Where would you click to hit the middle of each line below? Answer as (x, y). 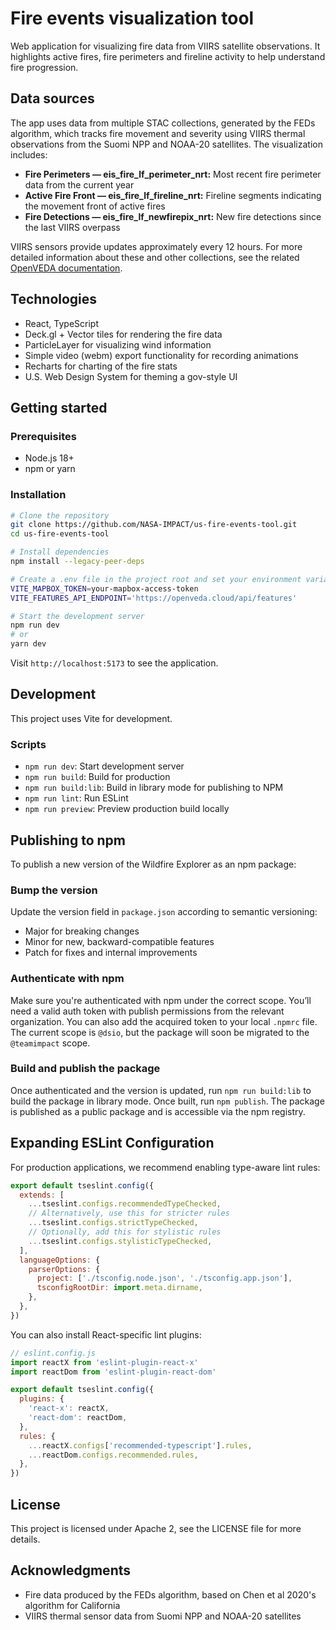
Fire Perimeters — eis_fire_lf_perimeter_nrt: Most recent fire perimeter (173, 174)
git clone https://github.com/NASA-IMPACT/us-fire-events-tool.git (154, 525)
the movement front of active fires (95, 206)
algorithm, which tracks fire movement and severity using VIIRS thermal (158, 133)
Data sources (52, 98)
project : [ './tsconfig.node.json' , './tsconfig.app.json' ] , (164, 1278)
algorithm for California (72, 1605)
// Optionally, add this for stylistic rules (125, 1232)
